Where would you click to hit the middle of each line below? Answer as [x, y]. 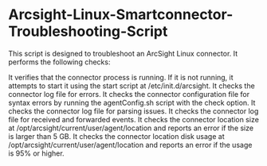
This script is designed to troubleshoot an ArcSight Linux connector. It [123, 53]
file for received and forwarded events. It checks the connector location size [133, 119]
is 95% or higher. [37, 153]
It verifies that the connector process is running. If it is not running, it [121, 77]
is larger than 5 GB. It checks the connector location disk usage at [116, 136]
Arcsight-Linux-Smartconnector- [121, 15]
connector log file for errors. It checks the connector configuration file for [129, 94]
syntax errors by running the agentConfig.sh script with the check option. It [132, 102]
